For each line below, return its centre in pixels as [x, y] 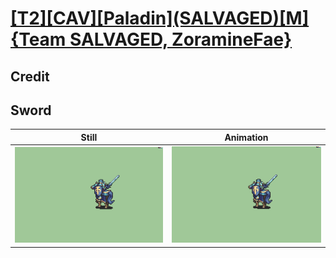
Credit [30, 76]
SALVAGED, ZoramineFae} [181, 39]
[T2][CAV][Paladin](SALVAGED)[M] [160, 18]
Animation [246, 137]
